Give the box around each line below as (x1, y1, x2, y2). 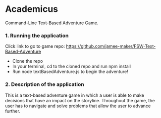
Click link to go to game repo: (5, 43, 65, 49)
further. (5, 108, 21, 114)
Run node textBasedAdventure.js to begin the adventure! (12, 69, 128, 75)
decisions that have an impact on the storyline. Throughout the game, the (5, 97, 155, 103)
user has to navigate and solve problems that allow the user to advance (5, 103, 151, 109)
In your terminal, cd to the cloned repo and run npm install (12, 63, 131, 70)
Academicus (5, 3, 58, 15)
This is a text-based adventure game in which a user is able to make (5, 92, 145, 98)
